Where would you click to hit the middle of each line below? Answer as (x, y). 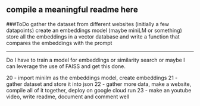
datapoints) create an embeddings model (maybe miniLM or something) (94, 30)
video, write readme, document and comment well (68, 97)
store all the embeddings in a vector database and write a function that (93, 36)
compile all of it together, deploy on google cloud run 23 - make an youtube (99, 90)
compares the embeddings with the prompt (59, 43)
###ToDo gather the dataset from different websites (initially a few (88, 24)
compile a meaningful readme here (72, 10)
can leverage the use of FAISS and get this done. (66, 66)
